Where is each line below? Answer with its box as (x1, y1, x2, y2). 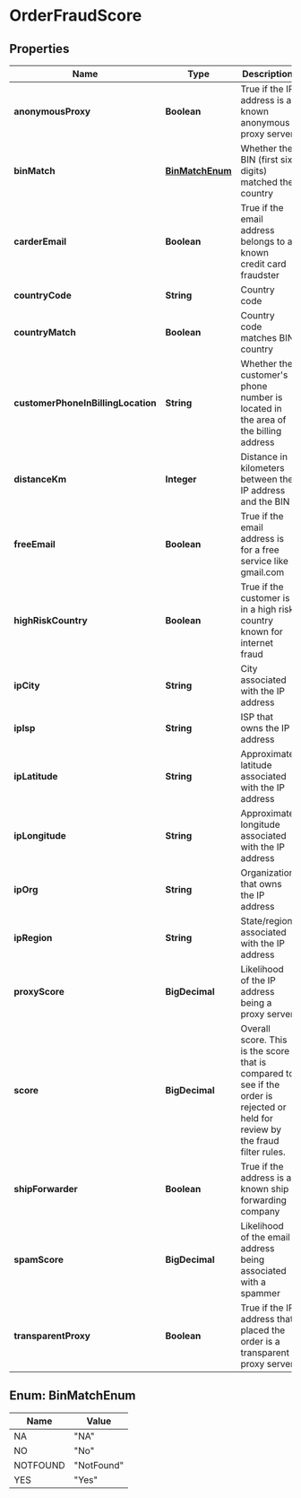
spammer (240, 1287, 280, 1299)
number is (240, 391, 283, 404)
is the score (240, 1045, 290, 1057)
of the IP (240, 974, 276, 987)
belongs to (240, 235, 286, 248)
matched (240, 176, 278, 188)
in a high (240, 603, 277, 615)
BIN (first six (240, 153, 293, 166)
